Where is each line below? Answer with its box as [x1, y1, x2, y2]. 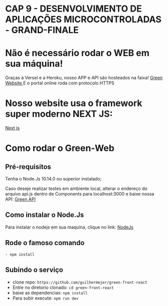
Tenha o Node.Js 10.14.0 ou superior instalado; [5, 176, 102, 182]
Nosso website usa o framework [5, 97, 142, 109]
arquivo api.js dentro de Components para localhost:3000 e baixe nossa [5, 191, 154, 197]
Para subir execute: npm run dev [12, 295, 79, 301]
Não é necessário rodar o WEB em [5, 47, 149, 59]
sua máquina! [5, 58, 63, 69]
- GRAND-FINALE [5, 25, 79, 36]
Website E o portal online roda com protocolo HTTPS [5, 80, 114, 86]
